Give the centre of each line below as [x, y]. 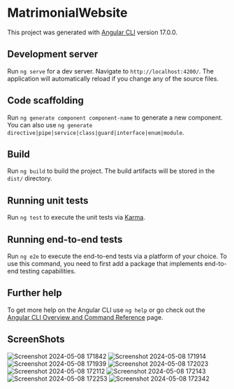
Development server [53, 54]
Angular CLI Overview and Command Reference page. [85, 317]
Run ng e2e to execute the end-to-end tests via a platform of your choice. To [117, 256]
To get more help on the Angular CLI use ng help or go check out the [106, 310]
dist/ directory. [30, 178]
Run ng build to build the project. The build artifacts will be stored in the [111, 171]
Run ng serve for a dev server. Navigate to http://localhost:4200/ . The [111, 71]
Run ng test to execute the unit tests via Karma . [76, 218]
